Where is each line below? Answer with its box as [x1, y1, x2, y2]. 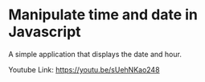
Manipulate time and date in [8, 6, 199, 24]
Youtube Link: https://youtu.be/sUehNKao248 [8, 64, 160, 74]
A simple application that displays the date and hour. [8, 49, 182, 59]
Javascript [8, 23, 82, 41]
